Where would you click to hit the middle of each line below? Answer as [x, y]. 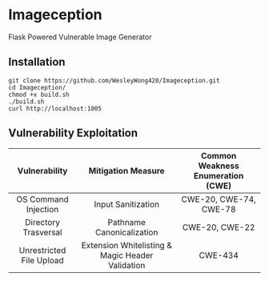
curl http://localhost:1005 [55, 108]
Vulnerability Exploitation [73, 133]
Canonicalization [126, 232]
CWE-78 [219, 209]
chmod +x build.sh [39, 94]
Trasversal [42, 232]
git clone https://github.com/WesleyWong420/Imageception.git [114, 80]
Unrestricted [42, 250]
